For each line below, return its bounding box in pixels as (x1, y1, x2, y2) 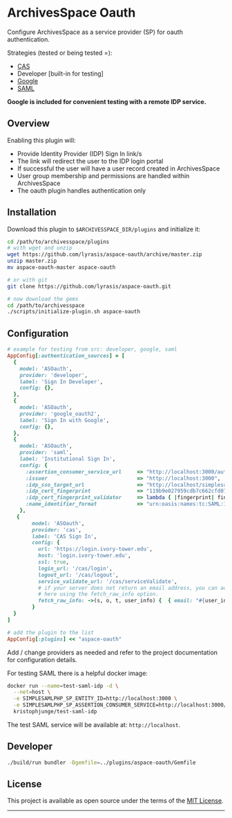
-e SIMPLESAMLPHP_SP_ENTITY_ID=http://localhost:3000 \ (13, 695, 177, 702)
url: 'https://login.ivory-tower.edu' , (37, 546, 153, 552)
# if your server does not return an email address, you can (37, 584, 217, 591)
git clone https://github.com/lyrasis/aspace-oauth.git (7, 283, 171, 290)
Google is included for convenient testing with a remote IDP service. (7, 97, 207, 105)
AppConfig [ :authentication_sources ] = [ (7, 352, 126, 359)
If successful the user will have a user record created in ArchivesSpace (17, 164, 220, 173)
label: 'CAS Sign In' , (32, 532, 97, 540)
